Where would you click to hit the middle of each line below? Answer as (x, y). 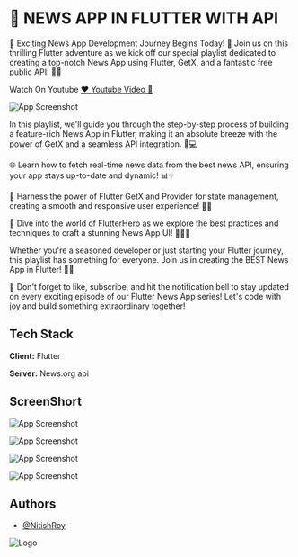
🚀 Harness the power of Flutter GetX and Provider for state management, (144, 196)
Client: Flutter (35, 355)
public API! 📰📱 (35, 72)
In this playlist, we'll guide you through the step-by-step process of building (149, 124)
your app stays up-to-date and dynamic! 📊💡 (92, 175)
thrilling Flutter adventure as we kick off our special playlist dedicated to (143, 52)
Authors (33, 503)
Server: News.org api (49, 373)
